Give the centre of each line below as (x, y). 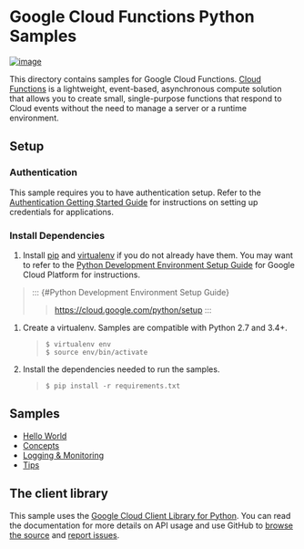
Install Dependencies (57, 235)
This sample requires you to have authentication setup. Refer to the (136, 192)
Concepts (41, 445)
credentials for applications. (61, 212)
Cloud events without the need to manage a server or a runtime (128, 108)
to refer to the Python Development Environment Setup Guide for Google (159, 264)
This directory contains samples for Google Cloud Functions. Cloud (136, 78)
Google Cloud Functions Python (132, 17)
